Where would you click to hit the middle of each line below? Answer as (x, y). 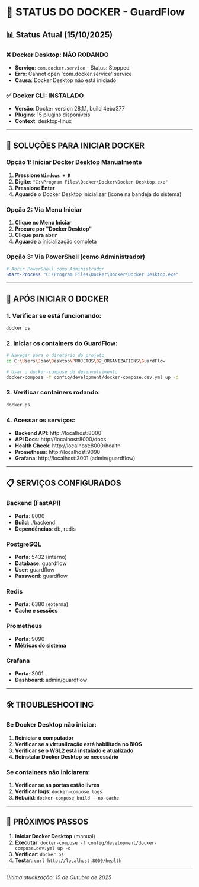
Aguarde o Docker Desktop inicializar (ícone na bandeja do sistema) (98, 194)
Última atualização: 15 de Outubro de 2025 (59, 877)
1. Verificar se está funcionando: (54, 315)
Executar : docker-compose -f (50, 842)
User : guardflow (35, 570)
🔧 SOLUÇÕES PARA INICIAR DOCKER (76, 145)
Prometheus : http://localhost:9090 (57, 452)
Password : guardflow (41, 576)
